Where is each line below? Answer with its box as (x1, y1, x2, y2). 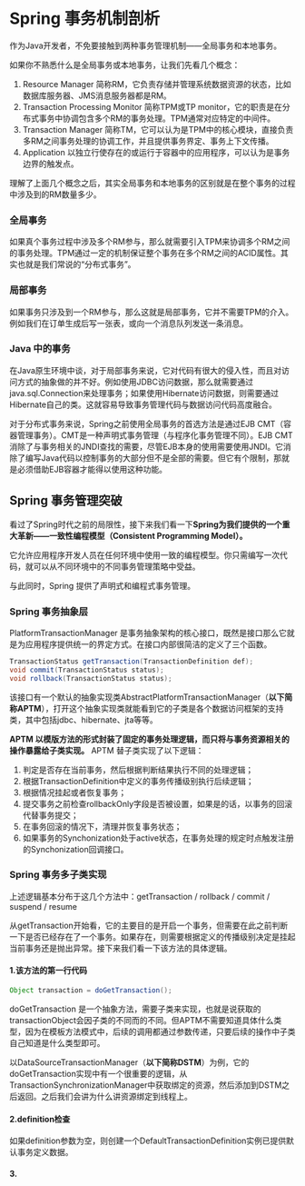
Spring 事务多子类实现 (9, 869, 107, 882)
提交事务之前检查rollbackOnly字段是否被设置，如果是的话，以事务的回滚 (22, 798, 293, 809)
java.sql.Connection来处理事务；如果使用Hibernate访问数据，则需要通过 (9, 387, 280, 398)
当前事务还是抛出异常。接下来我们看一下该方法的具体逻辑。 (9, 942, 232, 953)
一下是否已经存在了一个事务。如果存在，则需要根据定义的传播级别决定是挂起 (9, 931, 296, 942)
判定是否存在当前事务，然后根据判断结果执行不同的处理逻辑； (22, 764, 254, 775)
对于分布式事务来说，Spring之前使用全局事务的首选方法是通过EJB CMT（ (9, 418, 284, 429)
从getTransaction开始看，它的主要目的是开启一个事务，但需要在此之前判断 (9, 920, 289, 931)
